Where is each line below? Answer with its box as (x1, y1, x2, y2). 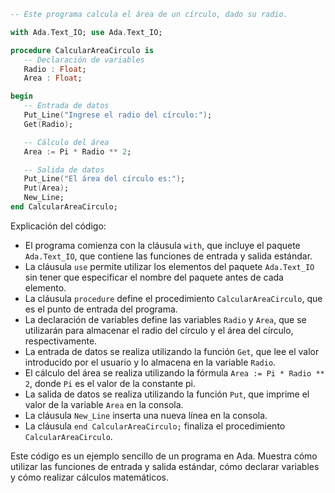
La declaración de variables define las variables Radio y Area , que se (24, 313, 307, 325)
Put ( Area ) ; (23, 183, 70, 194)
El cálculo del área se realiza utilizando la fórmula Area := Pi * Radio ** (24, 366, 325, 379)
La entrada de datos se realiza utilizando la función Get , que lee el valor (24, 345, 320, 357)
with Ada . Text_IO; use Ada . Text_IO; (10, 27, 163, 37)
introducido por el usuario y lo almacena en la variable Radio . (24, 356, 277, 368)
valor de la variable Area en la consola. (24, 398, 184, 410)
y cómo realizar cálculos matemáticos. (10, 471, 169, 483)
